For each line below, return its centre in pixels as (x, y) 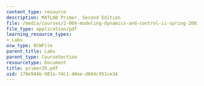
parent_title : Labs (31, 51)
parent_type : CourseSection (42, 57)
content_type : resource (36, 12)
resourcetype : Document (36, 62)
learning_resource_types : (39, 35)
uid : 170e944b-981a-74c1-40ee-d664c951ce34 (62, 74)
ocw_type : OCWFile (29, 46)
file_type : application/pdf (42, 29)
